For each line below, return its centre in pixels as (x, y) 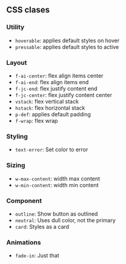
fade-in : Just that (37, 256)
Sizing (16, 165)
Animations (24, 242)
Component (24, 200)
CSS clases (28, 10)
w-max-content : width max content (58, 179)
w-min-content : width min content (57, 185)
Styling (17, 136)
